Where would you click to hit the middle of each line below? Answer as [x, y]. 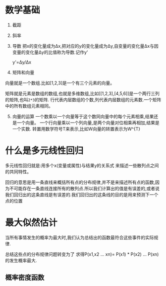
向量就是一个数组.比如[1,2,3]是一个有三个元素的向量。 [60, 83]
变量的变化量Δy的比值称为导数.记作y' [50, 52]
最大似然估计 [31, 223]
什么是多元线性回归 [44, 151]
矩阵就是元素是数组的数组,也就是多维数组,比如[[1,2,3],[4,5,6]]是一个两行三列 [83, 93]
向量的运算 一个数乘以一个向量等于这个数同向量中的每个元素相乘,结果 [83, 116]
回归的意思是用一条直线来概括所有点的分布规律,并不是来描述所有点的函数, [80, 182]
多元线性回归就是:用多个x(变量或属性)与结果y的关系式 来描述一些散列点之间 [82, 165]
